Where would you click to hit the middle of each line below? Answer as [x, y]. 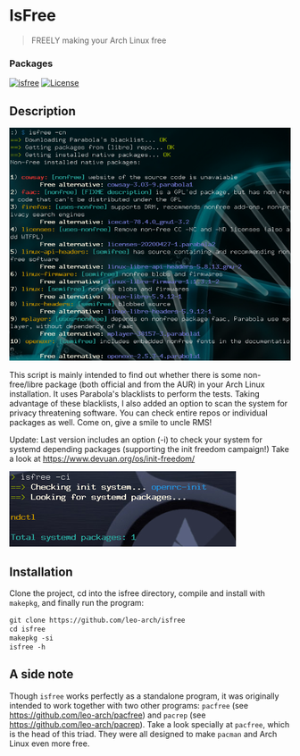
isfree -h [28, 647]
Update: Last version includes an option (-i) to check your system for [136, 440]
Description [42, 111]
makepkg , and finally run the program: [77, 603]
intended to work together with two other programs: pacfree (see [129, 705]
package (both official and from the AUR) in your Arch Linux [155, 384]
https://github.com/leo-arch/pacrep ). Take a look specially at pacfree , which [150, 724]
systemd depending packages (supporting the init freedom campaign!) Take [150, 449]
